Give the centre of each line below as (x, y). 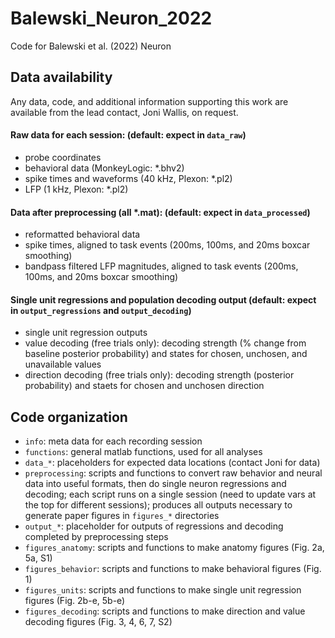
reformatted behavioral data (82, 234)
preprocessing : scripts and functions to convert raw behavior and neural (173, 473)
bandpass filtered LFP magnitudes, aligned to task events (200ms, (161, 266)
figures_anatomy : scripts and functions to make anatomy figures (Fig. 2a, (174, 548)
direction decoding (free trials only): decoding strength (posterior (159, 375)
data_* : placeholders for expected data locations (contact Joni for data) (172, 463)
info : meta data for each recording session (113, 441)
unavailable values (63, 364)
